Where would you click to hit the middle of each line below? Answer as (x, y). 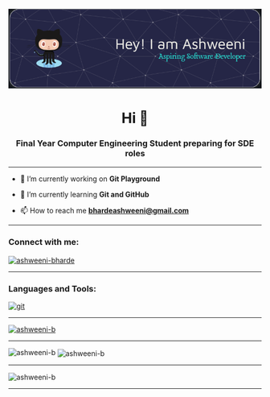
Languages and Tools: (52, 288)
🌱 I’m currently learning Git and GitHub (85, 194)
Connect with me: (44, 242)
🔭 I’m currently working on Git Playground (90, 179)
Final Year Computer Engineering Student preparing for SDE (135, 143)
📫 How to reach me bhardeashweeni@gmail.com (104, 210)
